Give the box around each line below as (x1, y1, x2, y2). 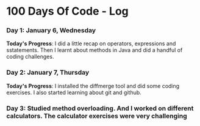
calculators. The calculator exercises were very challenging (6, 111, 187, 120)
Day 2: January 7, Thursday (6, 69, 90, 77)
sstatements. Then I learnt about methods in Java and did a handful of (6, 46, 183, 54)
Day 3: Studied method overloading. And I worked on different (6, 104, 194, 113)
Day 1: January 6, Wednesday (6, 26, 96, 35)
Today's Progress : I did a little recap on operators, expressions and (6, 40, 176, 47)
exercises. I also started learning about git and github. (6, 89, 141, 96)
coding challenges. (6, 53, 54, 61)
